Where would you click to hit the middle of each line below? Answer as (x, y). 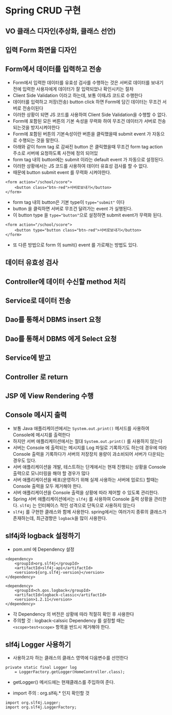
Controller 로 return (37, 377)
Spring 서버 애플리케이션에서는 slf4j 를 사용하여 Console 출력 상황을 (83, 499)
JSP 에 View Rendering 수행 (50, 396)
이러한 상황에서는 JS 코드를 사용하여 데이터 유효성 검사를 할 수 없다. (80, 166)
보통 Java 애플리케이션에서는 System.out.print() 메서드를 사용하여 (81, 428)
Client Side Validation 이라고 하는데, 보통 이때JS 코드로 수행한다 (78, 95)
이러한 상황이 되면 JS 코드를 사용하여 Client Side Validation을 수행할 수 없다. (90, 114)
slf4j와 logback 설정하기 (43, 536)
